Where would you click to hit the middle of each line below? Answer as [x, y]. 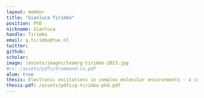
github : [16, 52]
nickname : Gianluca [31, 29]
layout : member [25, 12]
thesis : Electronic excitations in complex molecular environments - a [99, 80]
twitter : [17, 46]
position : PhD [24, 23]
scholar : [17, 57]
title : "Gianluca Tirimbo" [40, 18]
